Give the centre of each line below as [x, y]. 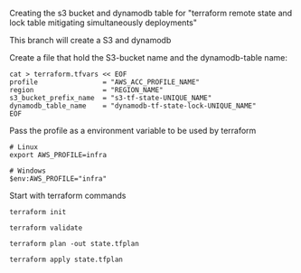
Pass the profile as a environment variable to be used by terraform [133, 131]
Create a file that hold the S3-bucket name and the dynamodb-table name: [148, 57]
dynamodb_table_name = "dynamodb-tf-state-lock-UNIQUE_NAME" [133, 106]
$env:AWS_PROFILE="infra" [58, 179]
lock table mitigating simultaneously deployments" [103, 23]
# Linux [24, 147]
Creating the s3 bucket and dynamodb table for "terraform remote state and [151, 13]
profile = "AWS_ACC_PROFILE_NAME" [105, 82]
